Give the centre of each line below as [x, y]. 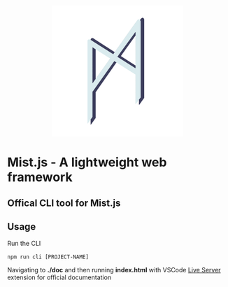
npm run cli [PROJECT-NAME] [48, 257]
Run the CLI [24, 244]
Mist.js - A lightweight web [87, 162]
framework [40, 177]
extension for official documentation [59, 277]
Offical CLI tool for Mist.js [64, 203]
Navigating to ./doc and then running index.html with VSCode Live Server [114, 270]
